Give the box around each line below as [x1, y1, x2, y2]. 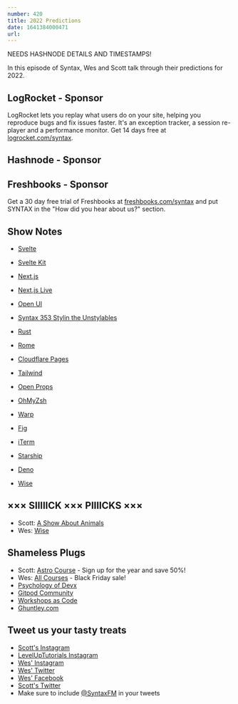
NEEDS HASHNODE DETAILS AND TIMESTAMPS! [7, 50, 152, 58]
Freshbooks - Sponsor [7, 178, 109, 190]
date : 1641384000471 [7, 24, 69, 31]
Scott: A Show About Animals [17, 518, 105, 527]
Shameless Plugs [7, 547, 86, 559]
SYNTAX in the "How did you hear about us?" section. [7, 205, 166, 214]
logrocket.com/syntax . [7, 133, 73, 143]
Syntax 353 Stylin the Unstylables [17, 314, 118, 322]
